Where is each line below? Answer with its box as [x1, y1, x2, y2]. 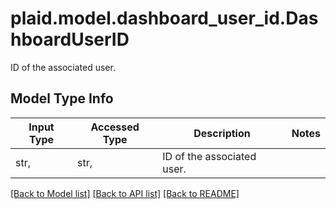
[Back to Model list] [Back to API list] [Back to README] [10, 187, 240, 199]
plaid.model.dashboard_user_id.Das [10, 7, 319, 30]
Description [193, 126, 251, 140]
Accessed [90, 120, 140, 134]
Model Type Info [10, 90, 114, 107]
